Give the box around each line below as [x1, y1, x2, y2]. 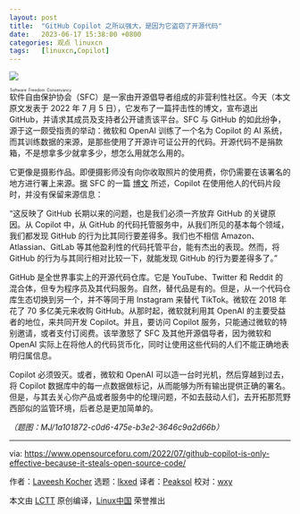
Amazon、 [221, 230, 260, 242]
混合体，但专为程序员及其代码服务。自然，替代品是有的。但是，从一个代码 [9, 283, 283, 294]
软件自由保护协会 [9, 91, 72, 103]
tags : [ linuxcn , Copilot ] [9, 47, 110, 56]
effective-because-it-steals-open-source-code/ [9, 458, 186, 468]
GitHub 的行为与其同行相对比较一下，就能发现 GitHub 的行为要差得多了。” [9, 253, 279, 264]
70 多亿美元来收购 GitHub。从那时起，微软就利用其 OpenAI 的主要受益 [26, 305, 287, 316]
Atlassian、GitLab [9, 242, 75, 253]
